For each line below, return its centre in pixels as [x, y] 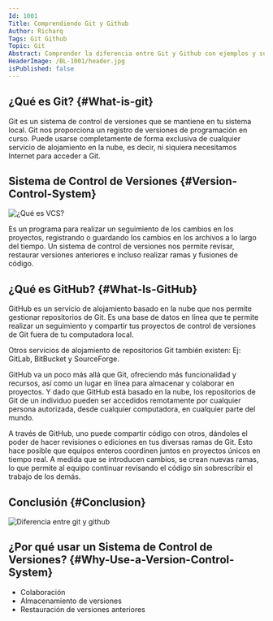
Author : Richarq [36, 31]
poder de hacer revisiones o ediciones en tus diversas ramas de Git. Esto [131, 442]
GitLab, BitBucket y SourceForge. [64, 359]
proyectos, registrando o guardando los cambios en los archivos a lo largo [133, 238]
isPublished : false [41, 69]
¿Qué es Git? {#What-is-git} [81, 102]
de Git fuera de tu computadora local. [71, 334]
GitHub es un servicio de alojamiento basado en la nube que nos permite [130, 308]
